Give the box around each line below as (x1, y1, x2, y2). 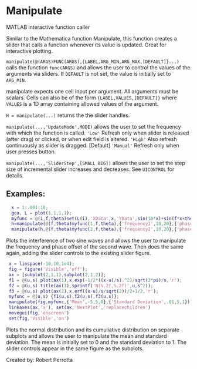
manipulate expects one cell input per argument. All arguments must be (6, 88, 179, 95)
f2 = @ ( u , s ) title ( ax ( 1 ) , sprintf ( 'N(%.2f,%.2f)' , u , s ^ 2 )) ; (8, 283, 154, 289)
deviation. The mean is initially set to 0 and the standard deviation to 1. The (6, 338, 186, 345)
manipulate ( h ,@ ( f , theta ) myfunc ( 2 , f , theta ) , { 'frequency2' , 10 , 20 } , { (11, 226, 177, 233)
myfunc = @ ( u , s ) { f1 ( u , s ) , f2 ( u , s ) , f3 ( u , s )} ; (8, 294, 120, 300)
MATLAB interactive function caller (6, 24, 90, 31)
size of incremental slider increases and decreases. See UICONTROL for (6, 166, 175, 173)
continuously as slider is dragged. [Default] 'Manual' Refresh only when (6, 142, 180, 149)
